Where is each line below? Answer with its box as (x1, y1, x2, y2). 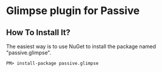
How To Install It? (6, 28, 71, 37)
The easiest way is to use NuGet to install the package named (6, 43, 156, 50)
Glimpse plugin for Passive (6, 4, 140, 18)
